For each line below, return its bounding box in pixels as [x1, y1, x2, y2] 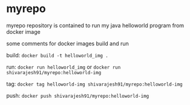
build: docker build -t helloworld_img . [6, 51, 109, 59]
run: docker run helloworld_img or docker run [6, 63, 121, 71]
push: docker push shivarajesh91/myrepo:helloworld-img [6, 92, 149, 99]
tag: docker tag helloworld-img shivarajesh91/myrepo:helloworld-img [6, 80, 183, 87]
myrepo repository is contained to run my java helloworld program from [6, 22, 185, 29]
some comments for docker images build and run [6, 40, 129, 47]
